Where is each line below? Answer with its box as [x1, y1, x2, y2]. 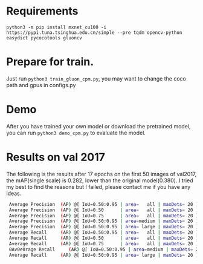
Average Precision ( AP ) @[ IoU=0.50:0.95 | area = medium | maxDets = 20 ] [8, 218, 199, 225]
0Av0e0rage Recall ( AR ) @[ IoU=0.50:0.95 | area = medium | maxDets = [8, 246, 193, 252]
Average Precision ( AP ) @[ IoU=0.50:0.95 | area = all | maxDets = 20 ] [8, 201, 199, 207]
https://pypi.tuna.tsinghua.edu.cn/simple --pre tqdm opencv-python [6, 29, 182, 36]
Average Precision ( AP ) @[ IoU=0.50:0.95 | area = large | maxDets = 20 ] [8, 224, 199, 230]
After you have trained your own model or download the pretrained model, [6, 122, 191, 130]
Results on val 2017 [6, 150, 106, 164]
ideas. [6, 190, 22, 197]
